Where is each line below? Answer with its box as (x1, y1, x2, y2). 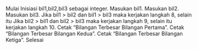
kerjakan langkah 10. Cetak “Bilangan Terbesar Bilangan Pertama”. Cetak (5, 24, 185, 31)
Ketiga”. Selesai (5, 37, 44, 43)
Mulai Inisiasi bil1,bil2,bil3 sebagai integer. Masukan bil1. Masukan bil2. (5, 5, 179, 12)
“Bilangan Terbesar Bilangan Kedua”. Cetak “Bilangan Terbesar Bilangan (5, 30, 183, 37)
